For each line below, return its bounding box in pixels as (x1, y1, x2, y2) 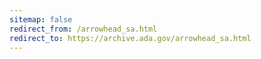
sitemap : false (9, 14, 73, 25)
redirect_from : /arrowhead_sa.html (9, 24, 158, 34)
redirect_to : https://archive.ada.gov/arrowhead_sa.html (9, 33, 252, 43)
